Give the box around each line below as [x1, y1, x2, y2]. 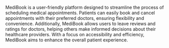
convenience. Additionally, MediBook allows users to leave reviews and [5, 20, 156, 27]
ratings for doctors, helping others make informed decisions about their [5, 26, 156, 32]
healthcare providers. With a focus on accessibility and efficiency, [5, 32, 144, 37]
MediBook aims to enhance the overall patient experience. [5, 37, 128, 43]
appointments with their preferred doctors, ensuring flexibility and [5, 15, 144, 21]
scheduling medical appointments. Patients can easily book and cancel [5, 10, 155, 16]
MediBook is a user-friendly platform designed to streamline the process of [5, 5, 164, 10]
